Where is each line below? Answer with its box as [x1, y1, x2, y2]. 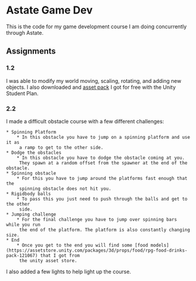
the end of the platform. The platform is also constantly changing [19, 227, 191, 233]
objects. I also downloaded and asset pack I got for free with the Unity [6, 83, 176, 91]
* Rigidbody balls [6, 190, 51, 197]
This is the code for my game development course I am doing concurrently [6, 23, 187, 30]
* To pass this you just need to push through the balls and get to [16, 196, 188, 202]
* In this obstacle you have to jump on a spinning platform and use [16, 134, 191, 140]
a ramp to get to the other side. [19, 145, 104, 150]
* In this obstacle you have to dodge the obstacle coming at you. [16, 155, 185, 160]
